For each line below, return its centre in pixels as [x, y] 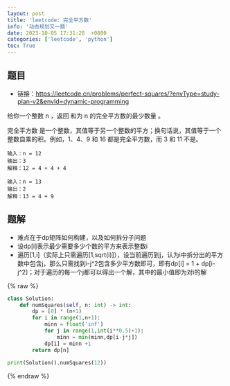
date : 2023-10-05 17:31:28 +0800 [57, 33]
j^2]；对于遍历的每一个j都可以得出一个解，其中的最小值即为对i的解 [112, 272]
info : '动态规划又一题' [38, 26]
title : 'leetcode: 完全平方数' [50, 20]
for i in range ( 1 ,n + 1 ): [66, 318]
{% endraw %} [28, 376]
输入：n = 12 [24, 153]
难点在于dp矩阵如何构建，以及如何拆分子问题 [82, 237]
